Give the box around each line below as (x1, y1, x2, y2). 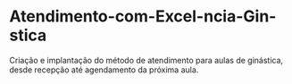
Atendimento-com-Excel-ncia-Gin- (9, 6, 277, 27)
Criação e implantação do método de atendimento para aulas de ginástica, (9, 55, 284, 65)
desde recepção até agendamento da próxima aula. (9, 64, 199, 75)
